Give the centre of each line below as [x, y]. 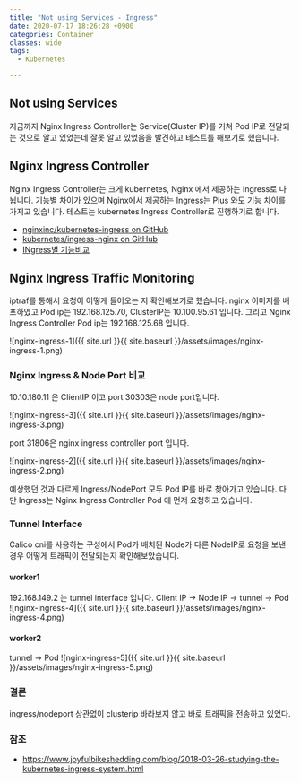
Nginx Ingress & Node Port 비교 [77, 376]
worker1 [25, 577]
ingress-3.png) [37, 424]
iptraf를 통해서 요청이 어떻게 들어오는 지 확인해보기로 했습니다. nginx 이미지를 [145, 300]
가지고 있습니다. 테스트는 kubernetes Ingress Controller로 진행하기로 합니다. [144, 211]
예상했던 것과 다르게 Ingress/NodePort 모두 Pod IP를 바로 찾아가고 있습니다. [143, 489]
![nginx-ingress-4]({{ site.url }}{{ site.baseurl [92, 608]
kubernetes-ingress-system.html [83, 769]
